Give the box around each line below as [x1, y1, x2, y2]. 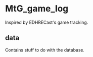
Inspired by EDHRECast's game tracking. [5, 19, 88, 25]
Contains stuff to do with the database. [5, 47, 85, 53]
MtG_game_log [5, 3, 68, 14]
